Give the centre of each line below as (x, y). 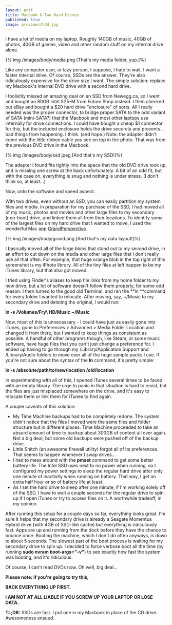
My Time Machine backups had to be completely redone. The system (86, 416)
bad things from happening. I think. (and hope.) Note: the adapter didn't (81, 135)
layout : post (19, 10)
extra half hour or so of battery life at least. (58, 482)
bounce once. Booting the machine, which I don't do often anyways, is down (86, 536)
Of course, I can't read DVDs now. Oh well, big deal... (61, 567)
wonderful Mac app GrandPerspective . (46, 229)
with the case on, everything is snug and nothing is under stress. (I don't (82, 176)
